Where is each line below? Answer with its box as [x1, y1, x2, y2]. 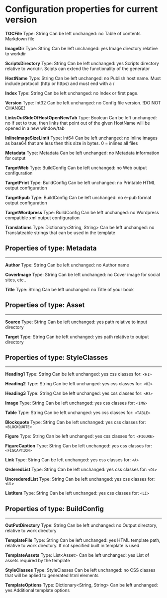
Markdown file [5, 36, 35, 42]
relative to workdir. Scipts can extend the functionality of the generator [5, 66, 150, 72]
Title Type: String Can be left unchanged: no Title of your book [5, 286, 134, 292]
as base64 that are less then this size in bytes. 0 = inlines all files [5, 140, 138, 146]
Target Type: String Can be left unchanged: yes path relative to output [5, 334, 149, 340]
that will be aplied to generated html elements [5, 573, 99, 579]
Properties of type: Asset [5, 301, 85, 309]
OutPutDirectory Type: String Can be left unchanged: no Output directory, [5, 522, 158, 528]
